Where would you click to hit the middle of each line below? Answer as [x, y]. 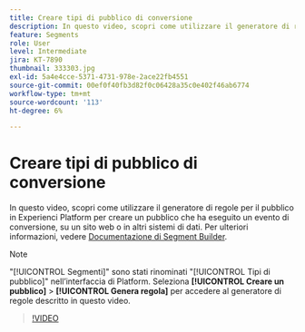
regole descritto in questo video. [70, 301]
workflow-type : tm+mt [50, 93]
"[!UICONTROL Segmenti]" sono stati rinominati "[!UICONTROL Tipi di [140, 272]
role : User [30, 43]
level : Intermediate [49, 52]
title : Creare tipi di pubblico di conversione [101, 18]
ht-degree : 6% [36, 111]
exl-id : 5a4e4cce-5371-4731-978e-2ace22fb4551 [99, 77]
